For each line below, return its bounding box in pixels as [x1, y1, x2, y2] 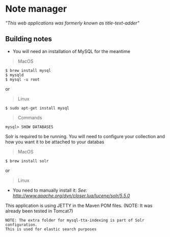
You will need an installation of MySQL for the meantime [12, 48, 131, 54]
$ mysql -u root [5, 77, 40, 82]
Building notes [5, 35, 52, 43]
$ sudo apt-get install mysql [5, 106, 70, 111]
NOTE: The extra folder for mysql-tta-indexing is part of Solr [5, 218, 145, 223]
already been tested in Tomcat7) [5, 207, 73, 214]
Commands [17, 114, 42, 120]
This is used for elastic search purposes [5, 226, 97, 232]
